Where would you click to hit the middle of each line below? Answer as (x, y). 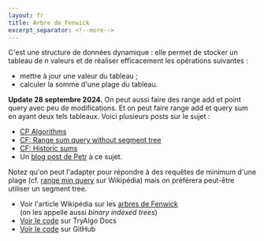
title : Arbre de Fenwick (49, 23)
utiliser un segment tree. (48, 189)
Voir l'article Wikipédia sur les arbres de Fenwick (99, 204)
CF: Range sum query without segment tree (90, 140)
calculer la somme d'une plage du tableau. (89, 84)
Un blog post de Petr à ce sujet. (71, 157)
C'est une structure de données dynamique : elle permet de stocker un (123, 53)
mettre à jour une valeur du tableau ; (78, 76)
